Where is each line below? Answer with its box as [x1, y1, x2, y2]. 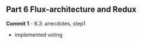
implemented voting [14, 31, 63, 38]
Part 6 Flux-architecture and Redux [6, 5, 137, 14]
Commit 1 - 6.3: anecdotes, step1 [6, 20, 86, 27]
